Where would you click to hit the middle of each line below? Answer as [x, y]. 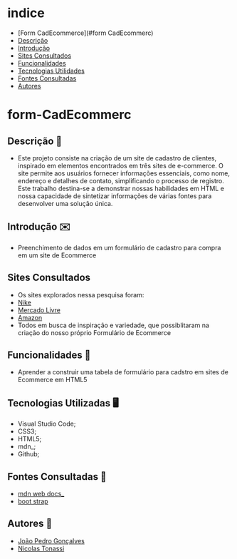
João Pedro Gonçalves [51, 540]
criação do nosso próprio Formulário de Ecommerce [94, 332]
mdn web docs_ [41, 494]
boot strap [33, 501]
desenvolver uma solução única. [65, 203]
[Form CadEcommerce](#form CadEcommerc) [85, 33]
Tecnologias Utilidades [51, 71]
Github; [28, 454]
